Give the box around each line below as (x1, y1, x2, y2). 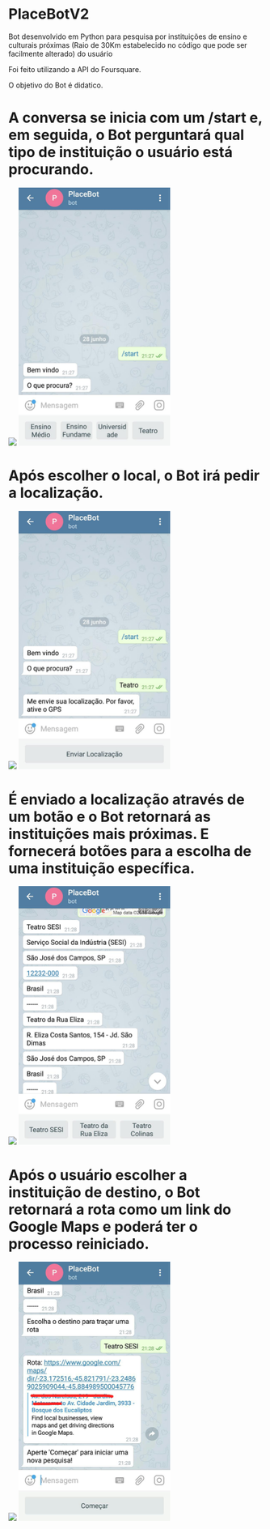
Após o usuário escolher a (8, 1165, 188, 1184)
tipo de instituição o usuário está (8, 143, 233, 162)
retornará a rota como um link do (8, 1200, 232, 1219)
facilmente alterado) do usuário (8, 49, 113, 58)
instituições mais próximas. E (8, 824, 209, 843)
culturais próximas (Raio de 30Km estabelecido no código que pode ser (8, 40, 248, 49)
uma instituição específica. (8, 859, 196, 877)
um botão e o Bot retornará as (8, 807, 212, 826)
